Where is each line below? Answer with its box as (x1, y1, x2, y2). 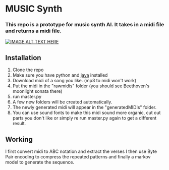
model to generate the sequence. (5, 159, 75, 165)
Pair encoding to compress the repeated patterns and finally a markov (5, 154, 151, 160)
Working (5, 135, 33, 144)
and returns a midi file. (5, 27, 62, 34)
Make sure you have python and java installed (12, 72, 108, 78)
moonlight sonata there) (12, 88, 63, 94)
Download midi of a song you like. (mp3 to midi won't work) (12, 78, 137, 84)
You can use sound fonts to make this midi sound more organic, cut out (12, 109, 161, 116)
